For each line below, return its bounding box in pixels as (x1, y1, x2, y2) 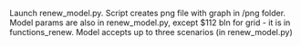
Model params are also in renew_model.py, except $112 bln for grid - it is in (9, 17, 291, 28)
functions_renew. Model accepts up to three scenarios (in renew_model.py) (9, 27, 294, 37)
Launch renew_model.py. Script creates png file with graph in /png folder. (9, 8, 285, 18)
